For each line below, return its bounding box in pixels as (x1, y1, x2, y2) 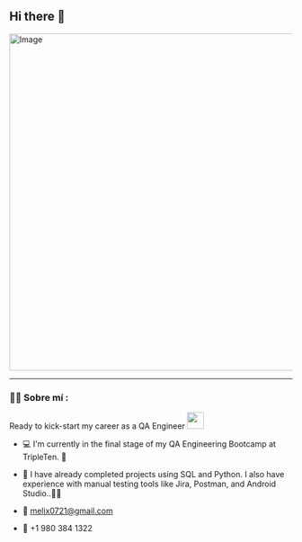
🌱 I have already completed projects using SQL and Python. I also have (22, 469, 285, 480)
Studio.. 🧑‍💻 (22, 488, 62, 499)
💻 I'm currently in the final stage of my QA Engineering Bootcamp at (22, 439, 277, 449)
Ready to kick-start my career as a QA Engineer (9, 421, 186, 431)
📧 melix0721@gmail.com (22, 505, 114, 517)
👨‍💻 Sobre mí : (9, 391, 69, 404)
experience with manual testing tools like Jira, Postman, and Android (22, 478, 277, 490)
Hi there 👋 (9, 9, 66, 24)
